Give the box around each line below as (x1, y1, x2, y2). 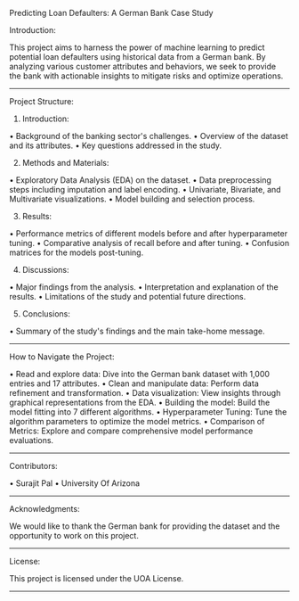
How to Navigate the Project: (9, 351, 115, 362)
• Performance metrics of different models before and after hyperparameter (9, 228, 287, 239)
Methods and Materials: (21, 158, 109, 168)
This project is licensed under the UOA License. (9, 573, 184, 583)
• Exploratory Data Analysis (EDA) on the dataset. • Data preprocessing (9, 175, 271, 185)
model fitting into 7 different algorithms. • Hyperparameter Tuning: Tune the (9, 407, 287, 417)
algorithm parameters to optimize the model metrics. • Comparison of (9, 416, 265, 426)
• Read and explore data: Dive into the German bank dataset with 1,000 (9, 369, 270, 379)
